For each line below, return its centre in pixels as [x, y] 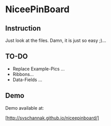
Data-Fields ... [27, 80]
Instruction [23, 28]
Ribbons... [23, 74]
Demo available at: [25, 108]
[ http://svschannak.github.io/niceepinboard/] [52, 118]
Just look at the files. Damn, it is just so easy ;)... [56, 40]
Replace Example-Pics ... [39, 69]
